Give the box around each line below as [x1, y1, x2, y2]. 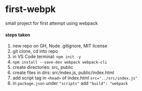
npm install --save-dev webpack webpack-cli [12, 60, 107, 65]
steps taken [5, 32, 31, 38]
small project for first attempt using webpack [5, 20, 98, 26]
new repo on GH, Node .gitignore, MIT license [12, 43, 108, 49]
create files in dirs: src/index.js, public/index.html [12, 69, 114, 76]
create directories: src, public [12, 64, 74, 70]
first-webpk [5, 4, 56, 15]
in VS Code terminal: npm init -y [12, 54, 81, 60]
